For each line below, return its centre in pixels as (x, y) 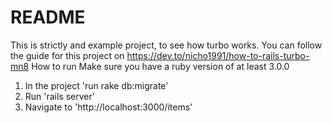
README (48, 17)
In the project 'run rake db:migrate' (96, 85)
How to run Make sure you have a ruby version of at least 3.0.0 (160, 66)
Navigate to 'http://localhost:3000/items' (108, 107)
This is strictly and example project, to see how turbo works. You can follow (166, 45)
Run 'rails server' (59, 96)
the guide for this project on (67, 55)
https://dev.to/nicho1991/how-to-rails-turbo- (218, 55)
